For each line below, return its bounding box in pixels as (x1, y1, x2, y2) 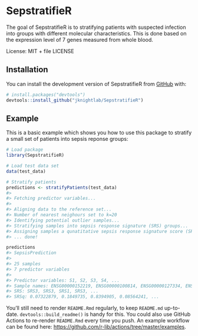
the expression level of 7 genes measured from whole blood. (6, 36, 153, 43)
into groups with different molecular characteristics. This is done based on (6, 29, 187, 37)
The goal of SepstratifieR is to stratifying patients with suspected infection (6, 24, 187, 31)
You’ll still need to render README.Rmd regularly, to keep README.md (6, 305, 163, 312)
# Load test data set (6, 163, 60, 169)
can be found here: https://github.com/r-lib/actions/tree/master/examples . (6, 323, 187, 331)
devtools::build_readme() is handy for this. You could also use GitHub (19, 311, 191, 318)
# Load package (6, 147, 44, 153)
